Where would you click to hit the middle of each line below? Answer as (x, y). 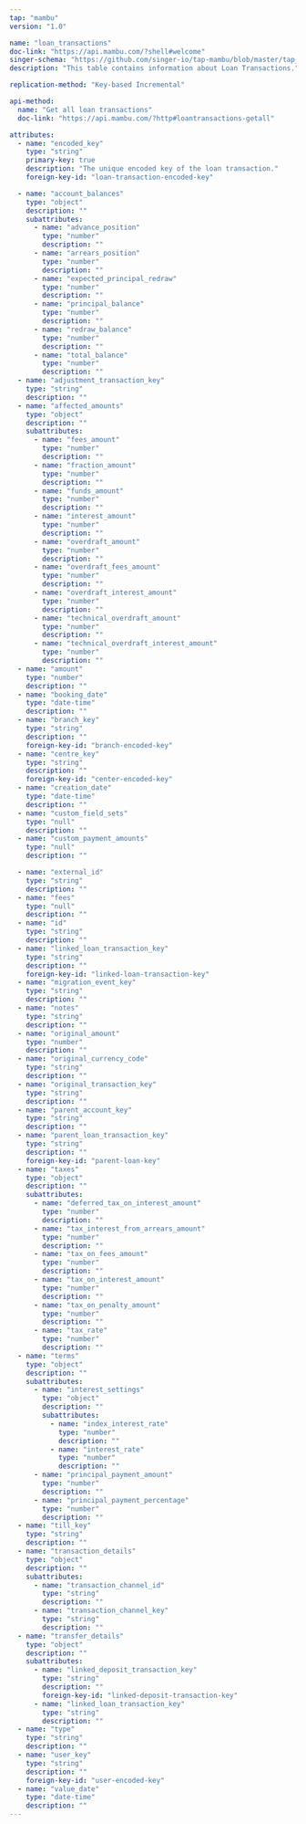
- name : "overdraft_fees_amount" (97, 567)
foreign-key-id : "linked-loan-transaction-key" (117, 974)
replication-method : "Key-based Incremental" (97, 85)
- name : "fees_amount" (76, 440)
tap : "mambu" (34, 18)
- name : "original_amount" (69, 1033)
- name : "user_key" (55, 1755)
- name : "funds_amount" (79, 491)
